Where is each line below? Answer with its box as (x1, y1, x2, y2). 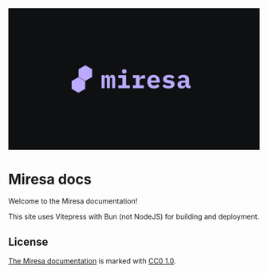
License (8, 235, 49, 248)
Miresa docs (8, 170, 92, 188)
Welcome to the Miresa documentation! (8, 196, 138, 206)
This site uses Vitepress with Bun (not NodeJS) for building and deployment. (8, 212, 260, 222)
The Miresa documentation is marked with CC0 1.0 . (8, 256, 177, 266)
